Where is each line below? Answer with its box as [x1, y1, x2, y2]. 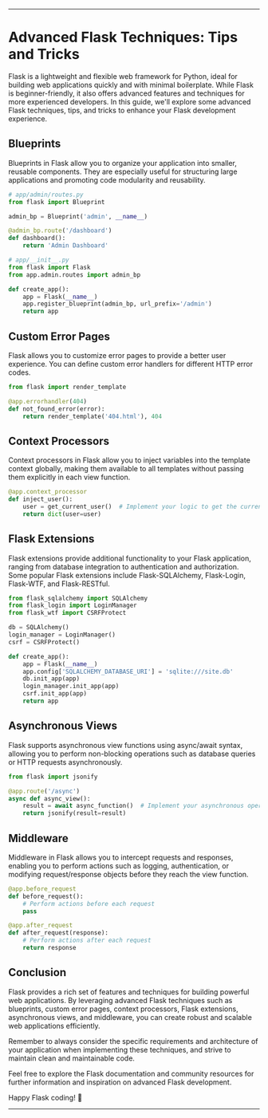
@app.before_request [8, 884, 77, 893]
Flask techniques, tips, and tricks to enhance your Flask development [8, 105, 236, 115]
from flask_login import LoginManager [8, 601, 137, 610]
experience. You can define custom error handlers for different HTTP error [8, 359, 254, 368]
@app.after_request [8, 922, 73, 930]
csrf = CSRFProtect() [8, 638, 81, 646]
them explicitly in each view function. [8, 472, 131, 482]
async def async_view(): [8, 794, 91, 802]
